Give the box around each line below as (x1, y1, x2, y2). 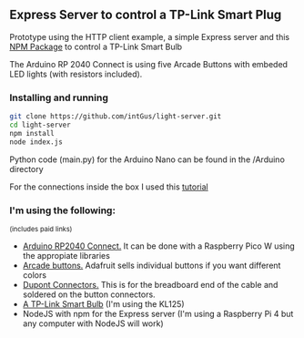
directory (9, 163, 44, 174)
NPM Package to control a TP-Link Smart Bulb (9, 41, 183, 52)
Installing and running (9, 91, 109, 104)
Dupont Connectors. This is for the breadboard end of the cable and (22, 279, 279, 290)
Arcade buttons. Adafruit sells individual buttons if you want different (22, 260, 281, 271)
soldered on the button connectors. (22, 289, 157, 300)
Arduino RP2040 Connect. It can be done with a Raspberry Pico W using (22, 241, 296, 251)
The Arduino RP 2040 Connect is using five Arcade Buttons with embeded (9, 58, 289, 69)
